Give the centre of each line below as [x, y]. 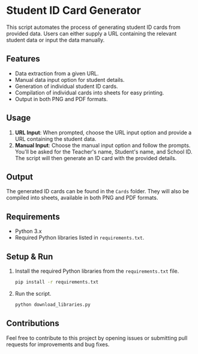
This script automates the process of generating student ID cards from [94, 27]
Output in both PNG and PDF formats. [61, 99]
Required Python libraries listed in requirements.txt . [79, 238]
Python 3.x [28, 231]
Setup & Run [30, 256]
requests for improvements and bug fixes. [58, 344]
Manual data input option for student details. [70, 79]
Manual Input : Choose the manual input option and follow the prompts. [103, 145]
